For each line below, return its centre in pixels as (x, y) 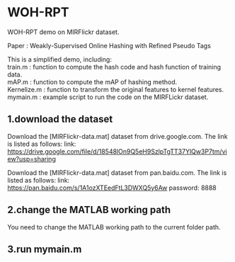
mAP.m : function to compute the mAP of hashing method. (92, 81)
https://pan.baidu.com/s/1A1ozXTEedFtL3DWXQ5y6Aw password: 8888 (112, 188)
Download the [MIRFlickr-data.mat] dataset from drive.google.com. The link (117, 136)
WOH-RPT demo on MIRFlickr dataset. (63, 32)
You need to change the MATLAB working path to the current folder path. (114, 227)
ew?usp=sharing (32, 159)
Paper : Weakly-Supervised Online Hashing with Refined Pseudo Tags (109, 45)
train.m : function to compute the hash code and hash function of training (114, 67)
